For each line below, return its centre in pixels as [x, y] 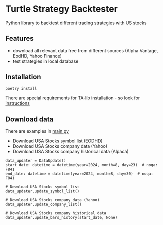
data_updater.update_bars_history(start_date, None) [61, 218]
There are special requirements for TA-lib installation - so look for [73, 98]
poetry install [21, 88]
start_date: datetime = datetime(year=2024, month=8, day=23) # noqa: [81, 165]
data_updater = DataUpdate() [36, 161]
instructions [18, 103]
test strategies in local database [45, 61]
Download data [29, 119]
